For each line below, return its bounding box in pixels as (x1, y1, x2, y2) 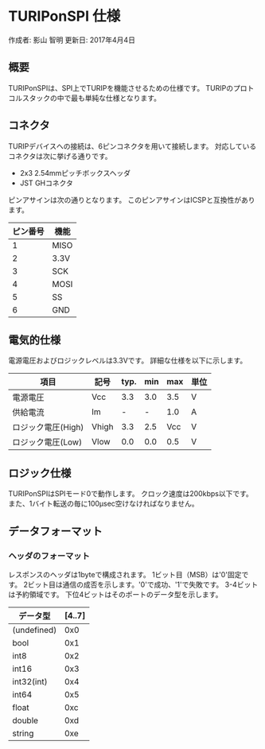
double (12, 715, 38, 726)
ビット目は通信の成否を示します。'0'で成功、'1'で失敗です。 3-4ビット (27, 580, 259, 589)
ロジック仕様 (8, 466, 72, 479)
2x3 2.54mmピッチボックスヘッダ (19, 168, 131, 177)
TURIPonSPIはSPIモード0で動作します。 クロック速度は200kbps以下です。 (8, 489, 253, 499)
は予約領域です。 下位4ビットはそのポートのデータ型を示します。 (8, 589, 223, 599)
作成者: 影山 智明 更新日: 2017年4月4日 (8, 35, 135, 45)
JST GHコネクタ (19, 178, 73, 188)
